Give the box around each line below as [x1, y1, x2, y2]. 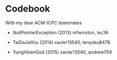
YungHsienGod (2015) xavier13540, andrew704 [12, 49, 112, 55]
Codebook [5, 3, 50, 15]
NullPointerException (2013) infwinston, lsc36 [12, 29, 109, 35]
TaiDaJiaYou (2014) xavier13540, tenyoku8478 [12, 39, 110, 45]
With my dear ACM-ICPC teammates [5, 20, 82, 26]
